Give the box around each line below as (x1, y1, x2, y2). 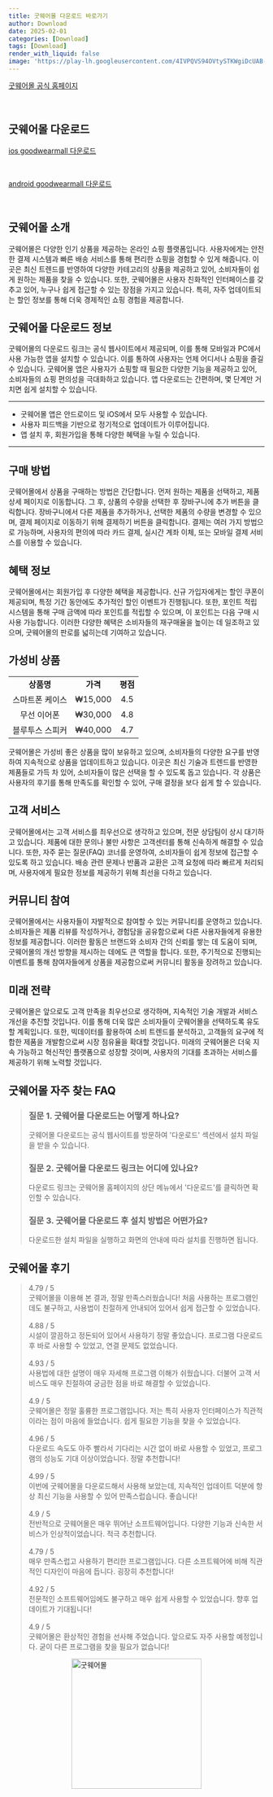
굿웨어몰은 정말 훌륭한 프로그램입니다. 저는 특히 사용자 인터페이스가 (28, 1406, 241, 1416)
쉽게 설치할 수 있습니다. (23, 384, 97, 395)
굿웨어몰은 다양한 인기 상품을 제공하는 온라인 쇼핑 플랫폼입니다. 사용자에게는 (8, 243, 249, 253)
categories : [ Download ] (8, 34, 89, 43)
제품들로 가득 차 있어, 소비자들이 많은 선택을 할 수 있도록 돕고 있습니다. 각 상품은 (8, 767, 262, 777)
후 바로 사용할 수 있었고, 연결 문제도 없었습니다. (28, 1340, 179, 1351)
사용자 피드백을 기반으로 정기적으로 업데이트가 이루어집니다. (19, 420, 210, 430)
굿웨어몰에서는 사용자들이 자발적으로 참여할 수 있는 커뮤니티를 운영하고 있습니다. (8, 916, 262, 926)
